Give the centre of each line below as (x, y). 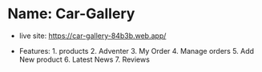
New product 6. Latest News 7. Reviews (84, 59)
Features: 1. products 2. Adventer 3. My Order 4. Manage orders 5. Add (136, 51)
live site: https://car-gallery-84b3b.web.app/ (93, 36)
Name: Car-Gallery (71, 14)
